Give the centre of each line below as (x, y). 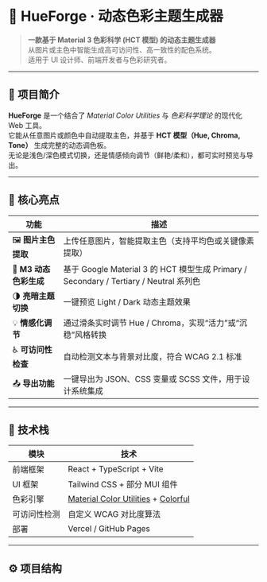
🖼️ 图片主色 (34, 239)
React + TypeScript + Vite (116, 469)
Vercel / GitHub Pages (109, 529)
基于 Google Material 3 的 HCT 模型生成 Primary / (155, 269)
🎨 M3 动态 (31, 269)
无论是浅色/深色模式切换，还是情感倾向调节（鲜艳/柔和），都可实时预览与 (128, 155)
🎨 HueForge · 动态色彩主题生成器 (116, 16)
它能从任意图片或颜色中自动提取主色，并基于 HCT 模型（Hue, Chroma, (124, 135)
